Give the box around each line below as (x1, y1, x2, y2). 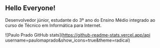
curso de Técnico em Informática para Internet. (5, 22, 102, 28)
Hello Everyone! (5, 4, 56, 12)
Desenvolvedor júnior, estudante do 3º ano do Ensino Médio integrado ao (5, 17, 156, 23)
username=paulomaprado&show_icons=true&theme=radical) (5, 37, 131, 43)
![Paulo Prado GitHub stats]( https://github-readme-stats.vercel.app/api (5, 32, 151, 38)
